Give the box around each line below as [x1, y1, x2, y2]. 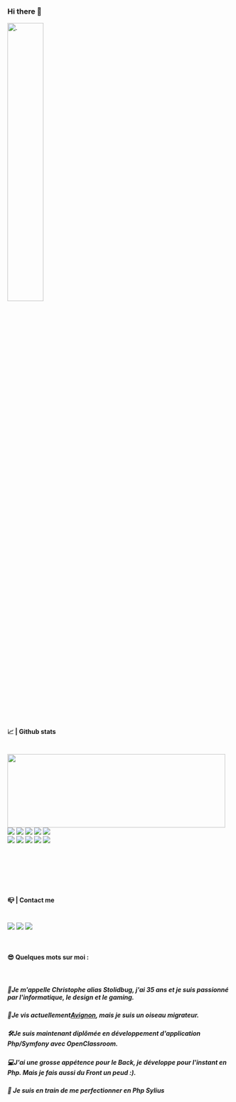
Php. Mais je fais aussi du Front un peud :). [7, 1068, 136, 1076]
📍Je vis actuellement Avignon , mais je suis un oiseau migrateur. [7, 1011, 200, 1019]
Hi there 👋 [7, 6, 43, 16]
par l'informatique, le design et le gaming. [7, 993, 135, 1001]
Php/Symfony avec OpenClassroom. [7, 1039, 119, 1048]
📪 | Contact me [7, 896, 55, 904]
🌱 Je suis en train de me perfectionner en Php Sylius [7, 1086, 165, 1094]
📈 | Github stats [7, 727, 56, 735]
